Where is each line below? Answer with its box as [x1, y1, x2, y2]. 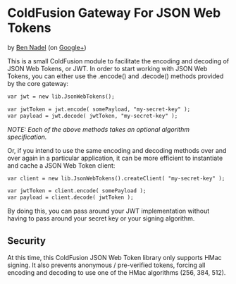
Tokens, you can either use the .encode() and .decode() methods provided [7, 72, 224, 80]
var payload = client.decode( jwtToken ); [7, 194, 134, 202]
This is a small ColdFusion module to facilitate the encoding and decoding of [7, 56, 230, 65]
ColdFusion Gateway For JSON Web [7, 5, 221, 21]
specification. [7, 132, 47, 141]
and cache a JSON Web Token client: [7, 161, 116, 170]
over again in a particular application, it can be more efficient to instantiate [7, 154, 223, 162]
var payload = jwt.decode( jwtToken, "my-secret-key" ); [7, 112, 178, 119]
